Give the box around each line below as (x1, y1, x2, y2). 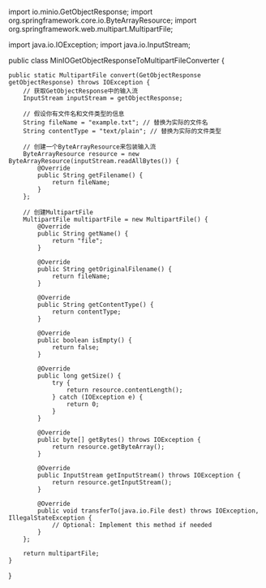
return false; (51, 344, 100, 352)
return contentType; (51, 308, 122, 316)
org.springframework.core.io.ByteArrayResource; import (8, 15, 197, 25)
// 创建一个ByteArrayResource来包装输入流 (23, 143, 157, 151)
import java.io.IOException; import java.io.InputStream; (8, 40, 191, 50)
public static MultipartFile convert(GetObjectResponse (8, 71, 201, 80)
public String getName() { (37, 230, 129, 238)
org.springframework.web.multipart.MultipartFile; (8, 24, 174, 33)
